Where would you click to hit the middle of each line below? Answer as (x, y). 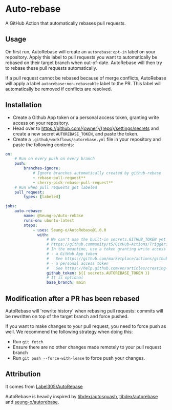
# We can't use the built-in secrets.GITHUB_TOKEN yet (106, 240)
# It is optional (65, 278)
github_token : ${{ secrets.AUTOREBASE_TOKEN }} (98, 273)
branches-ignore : (42, 168)
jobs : (11, 206)
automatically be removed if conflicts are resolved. (59, 89)
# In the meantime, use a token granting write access (106, 249)
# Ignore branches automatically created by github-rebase (97, 173)
